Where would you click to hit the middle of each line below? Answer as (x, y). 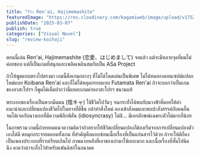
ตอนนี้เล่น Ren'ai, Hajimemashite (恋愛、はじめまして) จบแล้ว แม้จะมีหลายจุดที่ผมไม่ (99, 57)
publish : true (24, 28)
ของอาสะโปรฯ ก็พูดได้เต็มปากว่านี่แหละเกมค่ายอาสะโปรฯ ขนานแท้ (69, 89)
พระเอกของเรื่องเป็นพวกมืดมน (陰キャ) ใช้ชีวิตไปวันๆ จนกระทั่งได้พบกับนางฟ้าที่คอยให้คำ (94, 102)
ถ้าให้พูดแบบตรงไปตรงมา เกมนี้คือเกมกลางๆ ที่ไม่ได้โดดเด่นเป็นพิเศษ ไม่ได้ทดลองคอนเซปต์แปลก (100, 76)
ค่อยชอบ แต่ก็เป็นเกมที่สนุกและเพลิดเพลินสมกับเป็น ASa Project (71, 64)
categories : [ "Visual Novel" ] (44, 34)
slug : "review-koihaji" (36, 39)
